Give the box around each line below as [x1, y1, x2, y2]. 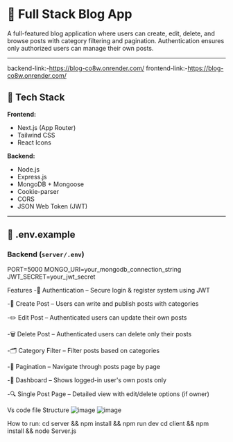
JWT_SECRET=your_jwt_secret [7, 272, 96, 281]
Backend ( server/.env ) [7, 249, 85, 259]
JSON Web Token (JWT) [17, 202, 88, 211]
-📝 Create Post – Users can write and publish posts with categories [7, 300, 199, 308]
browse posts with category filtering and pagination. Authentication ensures [7, 36, 225, 44]
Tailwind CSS [17, 131, 55, 139]
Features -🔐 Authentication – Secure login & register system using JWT [7, 286, 210, 295]
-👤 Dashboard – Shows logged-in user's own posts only [7, 376, 167, 384]
